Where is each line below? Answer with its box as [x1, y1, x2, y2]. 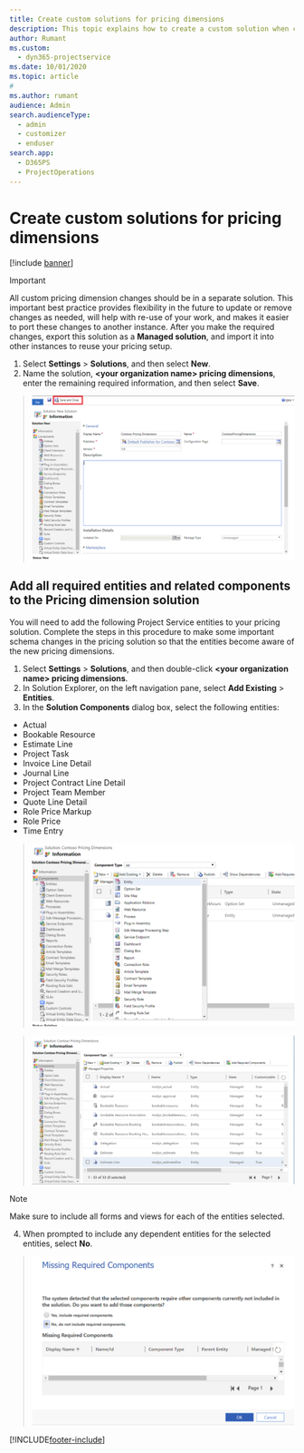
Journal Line [22, 767, 70, 778]
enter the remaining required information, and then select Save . [22, 377, 260, 388]
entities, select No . [22, 1238, 93, 1249]
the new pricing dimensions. [9, 645, 115, 657]
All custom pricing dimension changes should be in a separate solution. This [9, 292, 294, 303]
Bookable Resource [22, 728, 96, 739]
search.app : [9, 149, 54, 158]
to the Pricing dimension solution [9, 592, 200, 608]
